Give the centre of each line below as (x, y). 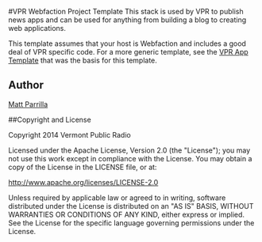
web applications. (37, 28)
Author (26, 85)
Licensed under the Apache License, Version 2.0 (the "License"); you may (129, 150)
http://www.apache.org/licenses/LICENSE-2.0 (83, 182)
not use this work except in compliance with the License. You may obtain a (130, 158)
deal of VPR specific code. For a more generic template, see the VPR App (128, 52)
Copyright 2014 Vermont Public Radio (69, 134)
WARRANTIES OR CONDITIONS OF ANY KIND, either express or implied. (126, 214)
